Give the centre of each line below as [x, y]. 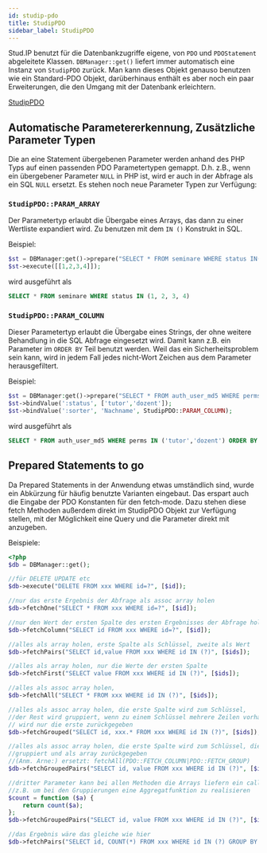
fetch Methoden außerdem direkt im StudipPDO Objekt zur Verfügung [122, 510]
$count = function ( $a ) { [51, 798]
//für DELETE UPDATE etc [49, 579]
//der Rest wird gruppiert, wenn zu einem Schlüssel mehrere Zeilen [124, 717]
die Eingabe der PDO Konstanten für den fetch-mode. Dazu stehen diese [127, 501]
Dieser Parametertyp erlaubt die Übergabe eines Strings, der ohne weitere [130, 332]
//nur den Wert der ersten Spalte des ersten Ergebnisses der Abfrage [128, 623]
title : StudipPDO [37, 23]
